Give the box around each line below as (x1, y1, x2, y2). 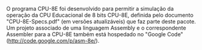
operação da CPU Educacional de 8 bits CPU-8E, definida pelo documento (6, 11, 193, 19)
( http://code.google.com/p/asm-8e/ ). (6, 37, 100, 44)
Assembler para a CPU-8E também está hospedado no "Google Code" (6, 31, 184, 38)
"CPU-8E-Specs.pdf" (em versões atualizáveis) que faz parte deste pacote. (6, 18, 197, 25)
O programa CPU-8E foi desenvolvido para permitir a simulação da (6, 5, 174, 12)
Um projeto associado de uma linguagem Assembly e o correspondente (6, 24, 187, 31)
